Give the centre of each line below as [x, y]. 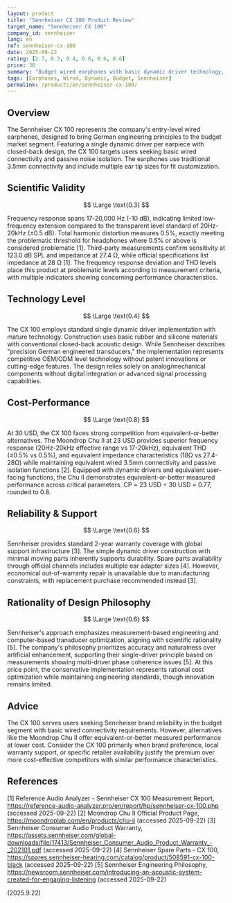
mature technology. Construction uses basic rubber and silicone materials [113, 337]
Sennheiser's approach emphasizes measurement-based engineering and [113, 633]
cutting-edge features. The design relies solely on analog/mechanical [106, 366]
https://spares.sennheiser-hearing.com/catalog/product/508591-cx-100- [111, 857]
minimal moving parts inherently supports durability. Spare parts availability [115, 559]
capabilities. [24, 381]
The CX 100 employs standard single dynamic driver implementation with [111, 329]
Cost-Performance [49, 403]
